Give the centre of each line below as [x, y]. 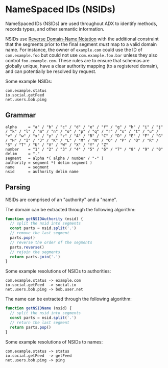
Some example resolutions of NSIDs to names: [54, 342]
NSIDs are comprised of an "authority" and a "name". [61, 200]
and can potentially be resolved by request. [51, 71]
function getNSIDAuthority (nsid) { [44, 219]
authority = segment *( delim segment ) [49, 163]
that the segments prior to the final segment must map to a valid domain [81, 44]
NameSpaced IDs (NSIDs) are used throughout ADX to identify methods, [81, 23]
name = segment [27, 167]
